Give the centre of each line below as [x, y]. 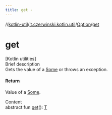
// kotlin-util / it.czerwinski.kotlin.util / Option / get [52, 24]
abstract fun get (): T [26, 107]
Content [14, 102]
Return [13, 81]
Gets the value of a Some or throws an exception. [57, 69]
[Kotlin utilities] [21, 59]
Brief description [23, 64]
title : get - [19, 10]
